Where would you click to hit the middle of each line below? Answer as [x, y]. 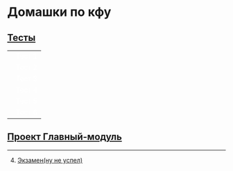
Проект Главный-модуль [65, 137]
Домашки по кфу [59, 12]
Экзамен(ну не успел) [50, 160]
